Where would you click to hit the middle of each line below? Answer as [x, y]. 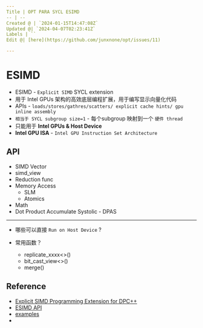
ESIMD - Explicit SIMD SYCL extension [64, 92]
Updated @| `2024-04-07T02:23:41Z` [51, 29]
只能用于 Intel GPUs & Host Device [58, 126]
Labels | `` [21, 34]
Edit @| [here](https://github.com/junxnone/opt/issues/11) [84, 40]
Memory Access [35, 186]
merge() [34, 267]
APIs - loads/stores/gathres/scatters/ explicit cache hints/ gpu [99, 106]
